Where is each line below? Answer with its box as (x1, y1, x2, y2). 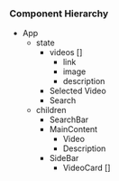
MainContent (49, 124, 97, 135)
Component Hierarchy (9, 7, 109, 20)
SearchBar (49, 114, 89, 125)
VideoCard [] (62, 162, 111, 174)
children (35, 105, 67, 116)
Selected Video (49, 85, 106, 97)
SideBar (49, 153, 79, 164)
